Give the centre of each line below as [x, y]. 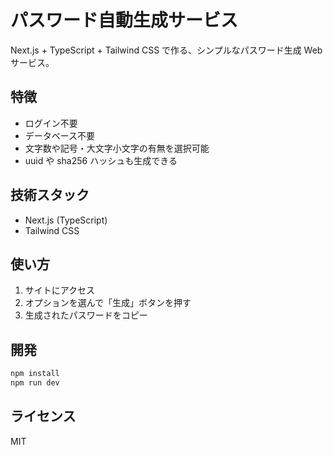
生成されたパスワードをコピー [86, 315]
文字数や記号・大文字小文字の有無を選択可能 [117, 148]
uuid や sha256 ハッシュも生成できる [101, 160]
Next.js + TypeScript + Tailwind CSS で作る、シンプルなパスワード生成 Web [166, 50]
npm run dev [35, 383]
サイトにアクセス [60, 290]
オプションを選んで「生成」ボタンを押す [108, 303]
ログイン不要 [51, 123]
